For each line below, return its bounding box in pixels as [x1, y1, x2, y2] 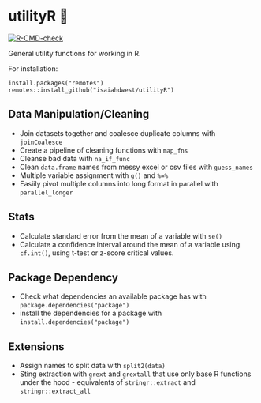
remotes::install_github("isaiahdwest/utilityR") [8, 86, 175, 94]
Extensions [8, 340, 65, 353]
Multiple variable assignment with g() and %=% [19, 170, 169, 180]
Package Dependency [8, 270, 118, 284]
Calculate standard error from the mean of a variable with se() [19, 231, 223, 240]
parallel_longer [19, 189, 73, 197]
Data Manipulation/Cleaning [8, 107, 150, 121]
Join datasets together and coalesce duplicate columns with [19, 128, 216, 137]
